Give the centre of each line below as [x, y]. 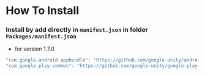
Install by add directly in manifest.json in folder [77, 30]
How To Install [43, 11]
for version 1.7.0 [34, 49]
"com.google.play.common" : [40, 66]
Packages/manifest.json [41, 37]
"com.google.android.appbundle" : [48, 60]
